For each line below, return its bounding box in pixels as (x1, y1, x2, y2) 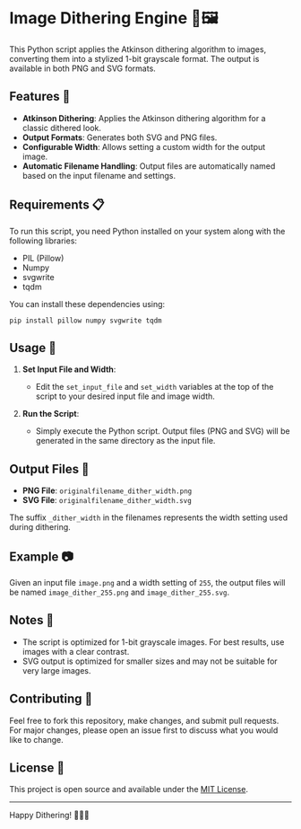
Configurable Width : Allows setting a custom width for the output (21, 141, 266, 152)
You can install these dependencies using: (9, 298, 166, 309)
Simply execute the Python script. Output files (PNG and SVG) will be (35, 426, 290, 437)
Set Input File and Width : (21, 364, 116, 375)
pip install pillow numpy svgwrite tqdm (9, 316, 163, 325)
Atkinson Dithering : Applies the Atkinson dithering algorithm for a (21, 112, 266, 123)
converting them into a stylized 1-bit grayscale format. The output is (9, 53, 260, 64)
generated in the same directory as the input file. (35, 436, 216, 446)
